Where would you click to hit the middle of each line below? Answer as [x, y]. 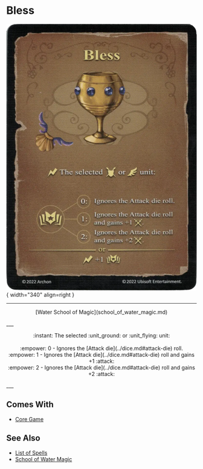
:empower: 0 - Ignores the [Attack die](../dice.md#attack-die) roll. [101, 348]
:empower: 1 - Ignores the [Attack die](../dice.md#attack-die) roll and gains [101, 354]
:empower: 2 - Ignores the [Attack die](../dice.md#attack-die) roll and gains [101, 367]
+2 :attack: [101, 374]
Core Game [29, 419]
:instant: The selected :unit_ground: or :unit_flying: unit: [101, 335]
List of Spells [31, 453]
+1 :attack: [101, 361]
